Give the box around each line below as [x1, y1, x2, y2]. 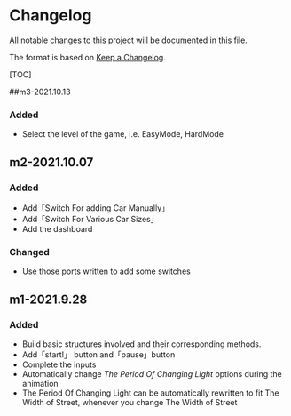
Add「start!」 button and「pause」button [21, 348, 176, 360]
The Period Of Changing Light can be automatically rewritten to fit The [21, 388, 279, 398]
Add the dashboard [21, 223, 93, 234]
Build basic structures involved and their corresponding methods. [21, 339, 262, 349]
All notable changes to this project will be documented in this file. [9, 35, 248, 45]
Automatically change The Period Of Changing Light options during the [21, 368, 282, 379]
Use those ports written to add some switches [21, 266, 191, 276]
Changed [9, 245, 51, 258]
